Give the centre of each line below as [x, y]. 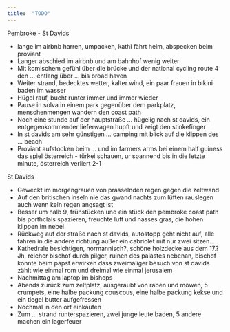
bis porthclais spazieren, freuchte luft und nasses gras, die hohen [110, 219]
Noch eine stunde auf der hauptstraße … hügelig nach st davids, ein [113, 119]
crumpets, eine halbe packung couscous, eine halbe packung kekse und [120, 292]
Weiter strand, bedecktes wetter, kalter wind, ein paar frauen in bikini [115, 82]
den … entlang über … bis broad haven [72, 76]
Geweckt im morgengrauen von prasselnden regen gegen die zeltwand [118, 190]
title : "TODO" [29, 13]
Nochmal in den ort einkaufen [59, 307]
